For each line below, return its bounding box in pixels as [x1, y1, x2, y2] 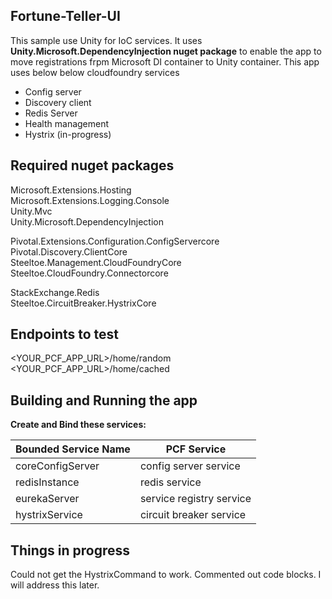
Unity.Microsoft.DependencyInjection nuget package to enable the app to [10, 45, 322, 57]
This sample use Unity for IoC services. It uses [10, 34, 203, 46]
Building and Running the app [10, 392, 198, 409]
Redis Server [24, 107, 78, 119]
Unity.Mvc [10, 205, 53, 217]
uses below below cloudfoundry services [10, 66, 180, 78]
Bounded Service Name [15, 442, 131, 456]
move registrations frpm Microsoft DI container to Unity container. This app [10, 55, 320, 68]
